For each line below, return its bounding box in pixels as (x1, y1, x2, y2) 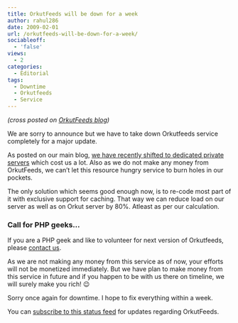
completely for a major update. (7, 137, 97, 146)
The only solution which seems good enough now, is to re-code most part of (7, 187, 232, 195)
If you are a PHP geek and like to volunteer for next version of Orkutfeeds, (7, 236, 224, 245)
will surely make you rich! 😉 (7, 280, 90, 288)
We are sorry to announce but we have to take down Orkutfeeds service (7, 129, 219, 138)
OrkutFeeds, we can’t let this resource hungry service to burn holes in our (7, 166, 224, 174)
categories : (7, 63, 43, 70)
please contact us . (7, 243, 62, 252)
